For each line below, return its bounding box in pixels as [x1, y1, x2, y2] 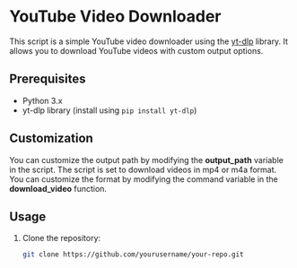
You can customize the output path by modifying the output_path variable [9, 154, 284, 165]
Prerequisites [9, 72, 86, 87]
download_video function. [9, 183, 108, 194]
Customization [9, 131, 94, 146]
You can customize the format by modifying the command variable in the [9, 173, 278, 185]
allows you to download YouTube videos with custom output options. [9, 45, 264, 56]
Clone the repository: [22, 233, 101, 244]
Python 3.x [22, 95, 63, 106]
